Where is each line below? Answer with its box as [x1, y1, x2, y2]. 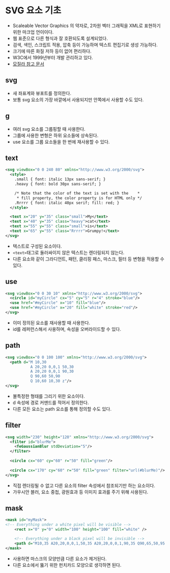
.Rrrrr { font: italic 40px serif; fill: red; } [14, 200, 120, 205]
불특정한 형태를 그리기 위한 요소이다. [12, 393, 85, 399]
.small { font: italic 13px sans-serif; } [14, 177, 106, 182]
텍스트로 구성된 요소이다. [12, 243, 62, 249]
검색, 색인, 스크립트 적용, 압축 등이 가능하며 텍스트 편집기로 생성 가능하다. [12, 41, 158, 47]
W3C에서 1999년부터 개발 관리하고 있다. [12, 54, 93, 60]
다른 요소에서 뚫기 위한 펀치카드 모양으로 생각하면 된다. [12, 562, 122, 568]
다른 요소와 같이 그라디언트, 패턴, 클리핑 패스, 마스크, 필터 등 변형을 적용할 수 [12, 256, 164, 262]
